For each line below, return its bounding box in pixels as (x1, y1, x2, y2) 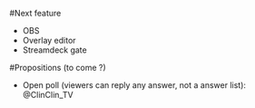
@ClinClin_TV (22, 90, 74, 100)
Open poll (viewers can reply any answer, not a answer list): (22, 80, 247, 90)
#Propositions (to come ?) (9, 63, 106, 73)
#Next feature (9, 8, 62, 18)
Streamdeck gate (22, 44, 88, 55)
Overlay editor (22, 35, 76, 45)
